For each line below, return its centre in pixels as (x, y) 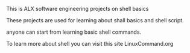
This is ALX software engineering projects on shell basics (78, 9)
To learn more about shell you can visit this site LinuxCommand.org (90, 44)
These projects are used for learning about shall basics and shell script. (95, 20)
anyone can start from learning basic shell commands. (74, 32)
